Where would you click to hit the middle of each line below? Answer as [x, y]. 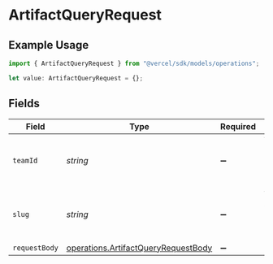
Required [238, 126]
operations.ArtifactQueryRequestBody [139, 248]
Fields [24, 104]
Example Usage [49, 45]
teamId [25, 160]
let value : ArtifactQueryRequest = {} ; [76, 78]
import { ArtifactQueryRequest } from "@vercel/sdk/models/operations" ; [134, 63]
